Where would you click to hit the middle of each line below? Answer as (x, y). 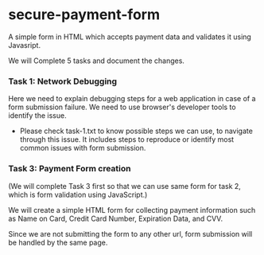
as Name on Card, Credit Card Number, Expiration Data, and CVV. (116, 218)
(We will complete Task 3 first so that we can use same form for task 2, (124, 186)
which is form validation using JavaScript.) (78, 194)
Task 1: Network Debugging (63, 81)
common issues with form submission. (83, 148)
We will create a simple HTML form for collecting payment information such (132, 210)
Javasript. (25, 45)
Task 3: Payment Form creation (70, 169)
